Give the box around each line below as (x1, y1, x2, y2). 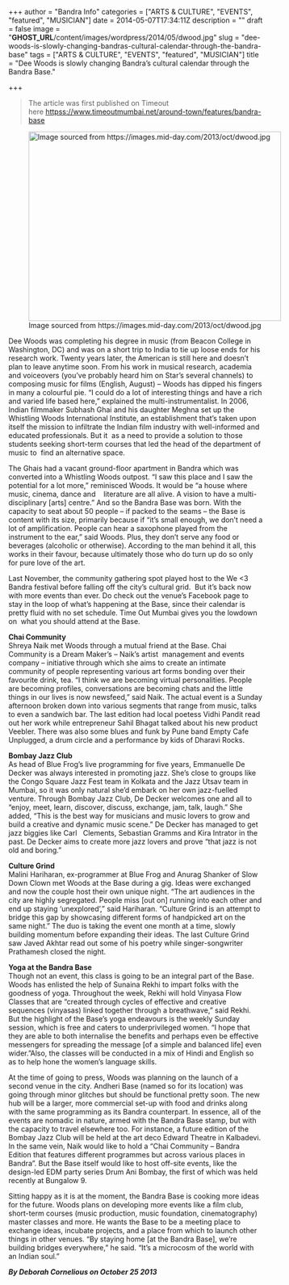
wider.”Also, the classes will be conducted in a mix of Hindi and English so (8, 1048, 254, 1058)
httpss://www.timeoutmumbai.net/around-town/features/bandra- (45, 107, 262, 116)
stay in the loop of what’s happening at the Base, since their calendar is (8, 600, 246, 609)
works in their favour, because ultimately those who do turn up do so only (8, 550, 253, 558)
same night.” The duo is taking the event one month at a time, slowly (8, 921, 236, 930)
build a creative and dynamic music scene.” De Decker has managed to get (8, 819, 258, 829)
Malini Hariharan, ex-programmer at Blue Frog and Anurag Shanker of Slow (8, 870, 258, 879)
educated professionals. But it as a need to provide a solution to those (8, 431, 244, 440)
